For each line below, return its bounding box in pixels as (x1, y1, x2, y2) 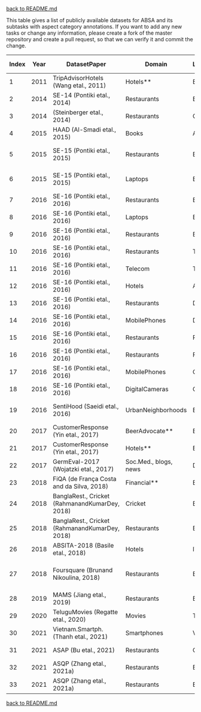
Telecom (125, 264, 150, 273)
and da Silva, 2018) (53, 482, 109, 490)
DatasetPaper (66, 60, 106, 68)
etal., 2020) (53, 616, 86, 623)
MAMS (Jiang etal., (53, 591, 106, 599)
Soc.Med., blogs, (125, 458, 173, 465)
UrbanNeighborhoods (125, 406, 187, 414)
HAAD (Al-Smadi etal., (53, 126, 117, 133)
